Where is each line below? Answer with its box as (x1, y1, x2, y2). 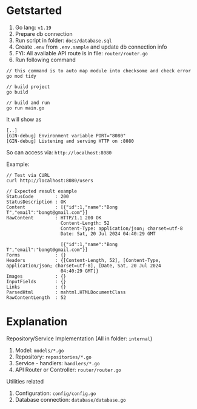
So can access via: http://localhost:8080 (6, 148, 112, 156)
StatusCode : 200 (6, 193, 69, 199)
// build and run (6, 100, 50, 106)
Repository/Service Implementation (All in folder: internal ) (6, 335, 153, 342)
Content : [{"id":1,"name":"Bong (6, 204, 118, 210)
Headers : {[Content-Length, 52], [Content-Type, (6, 257, 162, 263)
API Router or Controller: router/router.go (15, 366, 121, 373)
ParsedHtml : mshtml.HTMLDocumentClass (6, 289, 126, 295)
